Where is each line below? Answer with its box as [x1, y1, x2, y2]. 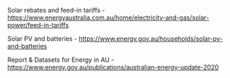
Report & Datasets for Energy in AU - [7, 56, 115, 64]
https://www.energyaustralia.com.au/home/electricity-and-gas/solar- [7, 13, 209, 22]
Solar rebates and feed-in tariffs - [7, 6, 105, 14]
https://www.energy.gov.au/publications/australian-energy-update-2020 [7, 63, 219, 71]
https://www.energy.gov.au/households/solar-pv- [79, 34, 223, 43]
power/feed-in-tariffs [7, 21, 69, 29]
